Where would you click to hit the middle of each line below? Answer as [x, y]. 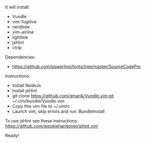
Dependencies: [20, 57]
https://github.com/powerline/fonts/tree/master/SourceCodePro [76, 66]
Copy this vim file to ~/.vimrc [41, 106]
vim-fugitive [24, 22]
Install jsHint [24, 91]
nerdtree [21, 27]
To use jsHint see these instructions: [42, 121]
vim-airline [23, 32]
